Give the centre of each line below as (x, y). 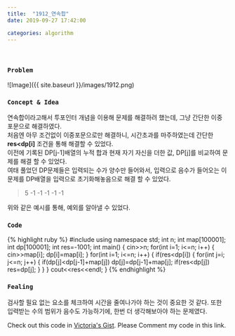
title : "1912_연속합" (38, 14)
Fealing (20, 287)
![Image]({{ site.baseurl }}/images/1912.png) (71, 84)
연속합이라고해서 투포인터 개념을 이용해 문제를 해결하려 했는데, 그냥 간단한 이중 (115, 117)
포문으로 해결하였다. (34, 126)
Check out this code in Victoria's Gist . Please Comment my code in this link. (117, 325)
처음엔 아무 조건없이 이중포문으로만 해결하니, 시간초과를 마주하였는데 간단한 (110, 135)
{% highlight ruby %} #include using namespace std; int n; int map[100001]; (117, 240)
